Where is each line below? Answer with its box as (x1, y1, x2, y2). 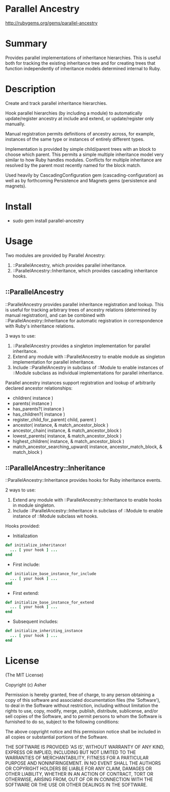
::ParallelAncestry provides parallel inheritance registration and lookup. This (5, 301, 164, 307)
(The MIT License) (5, 672, 44, 678)
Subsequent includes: (12, 618, 58, 624)
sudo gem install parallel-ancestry (12, 217, 84, 224)
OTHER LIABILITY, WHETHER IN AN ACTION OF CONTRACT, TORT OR (5, 771, 153, 777)
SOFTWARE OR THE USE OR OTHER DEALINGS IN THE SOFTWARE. (5, 781, 148, 787)
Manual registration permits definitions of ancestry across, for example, (5, 130, 155, 136)
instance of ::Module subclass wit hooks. (12, 513, 98, 520)
